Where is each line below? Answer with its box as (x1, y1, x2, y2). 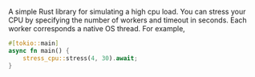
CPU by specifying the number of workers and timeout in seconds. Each (8, 15, 247, 25)
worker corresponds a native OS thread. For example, (8, 24, 186, 33)
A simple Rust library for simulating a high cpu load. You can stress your (8, 7, 246, 16)
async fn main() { (8, 47, 70, 55)
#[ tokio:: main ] (8, 39, 59, 47)
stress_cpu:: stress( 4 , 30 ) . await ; (22, 54, 138, 63)
